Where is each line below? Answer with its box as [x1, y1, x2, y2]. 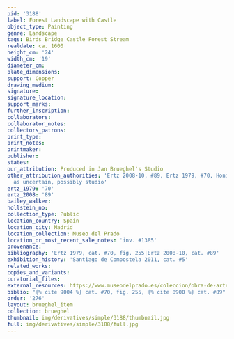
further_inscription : [7, 107, 70, 114]
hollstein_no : [7, 205, 49, 212]
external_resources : [7, 282, 68, 289]
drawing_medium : [7, 81, 54, 88]
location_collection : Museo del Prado [7, 230, 120, 237]
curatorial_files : [7, 276, 61, 283]
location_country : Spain [7, 217, 79, 224]
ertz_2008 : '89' [7, 191, 54, 198]
